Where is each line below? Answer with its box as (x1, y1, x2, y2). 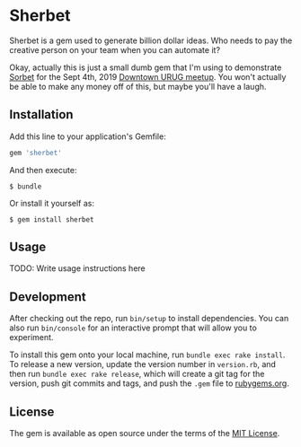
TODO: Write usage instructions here (9, 263, 146, 274)
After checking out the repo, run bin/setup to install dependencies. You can (9, 313, 289, 324)
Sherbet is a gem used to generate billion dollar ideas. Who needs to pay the (9, 35, 293, 46)
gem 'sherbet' (9, 148, 63, 157)
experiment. (9, 332, 54, 343)
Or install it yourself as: (9, 197, 94, 208)
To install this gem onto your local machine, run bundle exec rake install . (9, 349, 286, 360)
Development (9, 289, 87, 304)
